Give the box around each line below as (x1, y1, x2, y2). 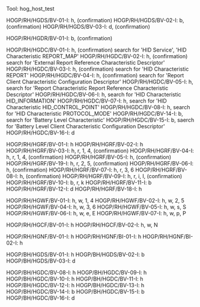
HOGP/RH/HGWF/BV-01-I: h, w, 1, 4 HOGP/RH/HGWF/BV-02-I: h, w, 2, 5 (6, 197, 184, 204)
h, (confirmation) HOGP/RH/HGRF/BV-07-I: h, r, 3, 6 (6, 166, 134, 173)
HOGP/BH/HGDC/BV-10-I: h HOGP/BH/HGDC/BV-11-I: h (6, 275, 144, 282)
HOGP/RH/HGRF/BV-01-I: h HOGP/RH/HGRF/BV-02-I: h (6, 141, 144, 148)
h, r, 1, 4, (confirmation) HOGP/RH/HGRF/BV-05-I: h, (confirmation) (6, 153, 172, 161)
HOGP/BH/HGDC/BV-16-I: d (6, 294, 75, 302)
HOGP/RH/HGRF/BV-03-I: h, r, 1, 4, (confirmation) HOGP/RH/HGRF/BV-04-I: (6, 147, 194, 154)
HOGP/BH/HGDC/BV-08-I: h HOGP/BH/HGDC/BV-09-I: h (6, 269, 147, 276)
